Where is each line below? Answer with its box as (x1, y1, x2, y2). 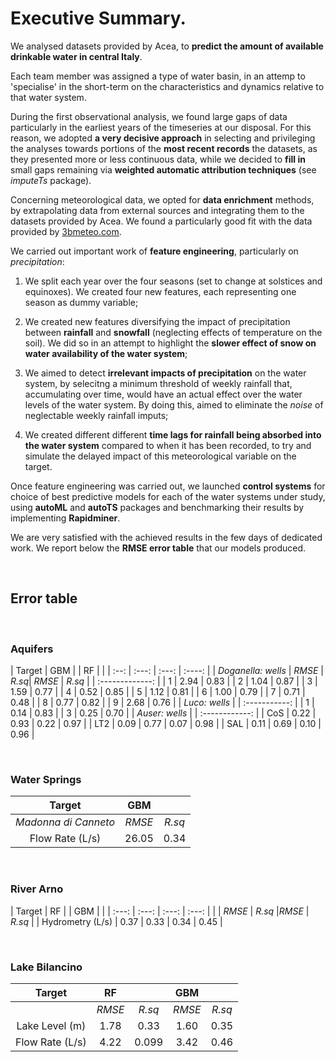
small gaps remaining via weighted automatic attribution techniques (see (10, 163, 317, 176)
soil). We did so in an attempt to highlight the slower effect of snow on (24, 337, 317, 349)
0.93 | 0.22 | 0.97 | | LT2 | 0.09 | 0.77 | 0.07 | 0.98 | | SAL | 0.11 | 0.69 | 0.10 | (10, 718, 322, 730)
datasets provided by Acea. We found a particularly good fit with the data (10, 215, 313, 227)
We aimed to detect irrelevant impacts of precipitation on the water (24, 367, 307, 379)
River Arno (10, 882, 64, 896)
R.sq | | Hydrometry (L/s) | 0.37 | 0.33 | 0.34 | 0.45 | (10, 915, 223, 927)
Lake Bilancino (10, 960, 83, 974)
